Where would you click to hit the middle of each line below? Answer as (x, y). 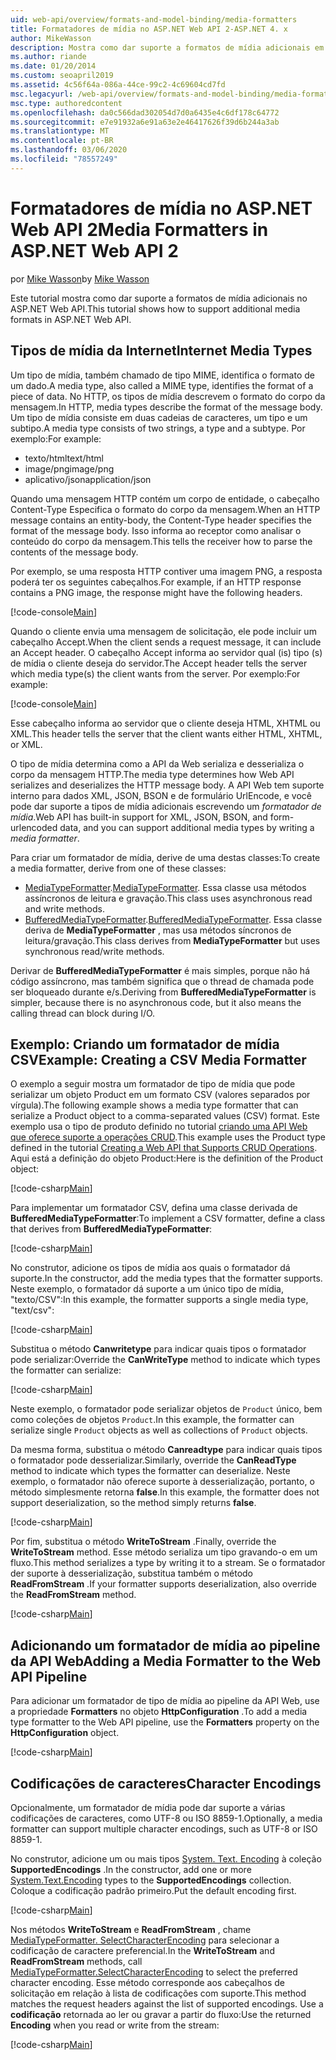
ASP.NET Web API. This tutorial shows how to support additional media (155, 308)
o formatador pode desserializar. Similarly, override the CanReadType (153, 1460)
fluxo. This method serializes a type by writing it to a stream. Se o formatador (168, 1563)
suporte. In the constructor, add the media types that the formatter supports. (166, 1278)
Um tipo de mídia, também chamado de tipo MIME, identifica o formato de (162, 375)
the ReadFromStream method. (73, 1595)
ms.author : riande (48, 57)
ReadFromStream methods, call (76, 1961)
